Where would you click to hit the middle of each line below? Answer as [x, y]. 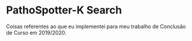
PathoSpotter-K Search [64, 10]
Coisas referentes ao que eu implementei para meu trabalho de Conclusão [96, 26]
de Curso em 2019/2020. [36, 32]
